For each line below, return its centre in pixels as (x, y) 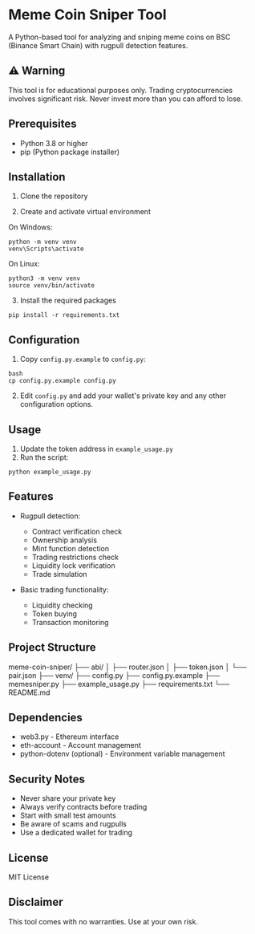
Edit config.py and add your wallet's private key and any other (123, 396)
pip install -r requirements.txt (64, 315)
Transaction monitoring (70, 622)
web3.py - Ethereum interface (69, 737)
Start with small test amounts (68, 815)
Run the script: (44, 457)
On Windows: (30, 227)
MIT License (29, 877)
